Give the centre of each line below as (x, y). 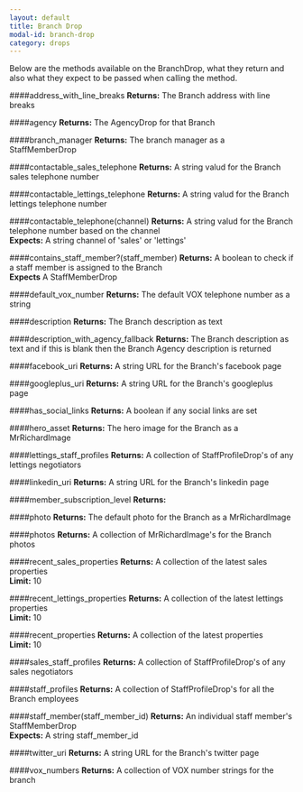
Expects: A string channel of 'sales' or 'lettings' (98, 241)
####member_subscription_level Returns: (88, 500)
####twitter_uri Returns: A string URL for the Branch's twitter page (134, 753)
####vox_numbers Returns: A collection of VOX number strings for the (142, 770)
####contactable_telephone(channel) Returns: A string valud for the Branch (151, 221)
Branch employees (44, 699)
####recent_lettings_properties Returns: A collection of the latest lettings (147, 599)
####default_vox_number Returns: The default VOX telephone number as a (150, 295)
